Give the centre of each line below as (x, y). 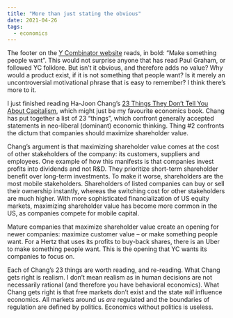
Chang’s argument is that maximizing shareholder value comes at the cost (113, 146)
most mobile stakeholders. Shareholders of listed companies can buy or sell (116, 184)
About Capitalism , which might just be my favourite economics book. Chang (116, 111)
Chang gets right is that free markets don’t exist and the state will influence (115, 292)
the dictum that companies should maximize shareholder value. (98, 133)
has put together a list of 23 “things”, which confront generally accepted (111, 119)
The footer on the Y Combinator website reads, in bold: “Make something (112, 53)
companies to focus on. (41, 257)
